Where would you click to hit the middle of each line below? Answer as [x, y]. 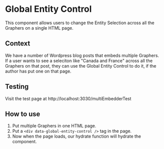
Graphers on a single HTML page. [39, 28]
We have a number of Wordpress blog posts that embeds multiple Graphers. [82, 55]
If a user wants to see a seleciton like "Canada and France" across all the [79, 61]
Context [18, 44]
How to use [23, 114]
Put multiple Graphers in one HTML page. [54, 126]
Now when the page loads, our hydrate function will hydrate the [77, 136]
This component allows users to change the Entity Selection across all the [80, 23]
